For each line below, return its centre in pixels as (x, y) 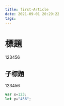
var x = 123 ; (16, 94)
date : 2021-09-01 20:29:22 (32, 14)
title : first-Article (27, 9)
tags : (10, 18)
